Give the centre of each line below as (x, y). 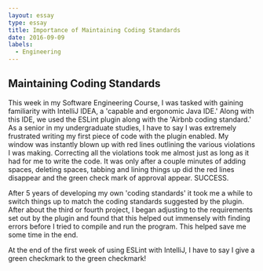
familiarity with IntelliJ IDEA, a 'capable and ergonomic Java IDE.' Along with (131, 111)
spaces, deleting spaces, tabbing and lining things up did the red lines (121, 169)
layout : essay (31, 15)
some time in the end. (43, 234)
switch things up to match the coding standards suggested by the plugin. (126, 201)
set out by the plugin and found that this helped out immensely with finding (130, 218)
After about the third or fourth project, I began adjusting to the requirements (131, 210)
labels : (21, 45)
